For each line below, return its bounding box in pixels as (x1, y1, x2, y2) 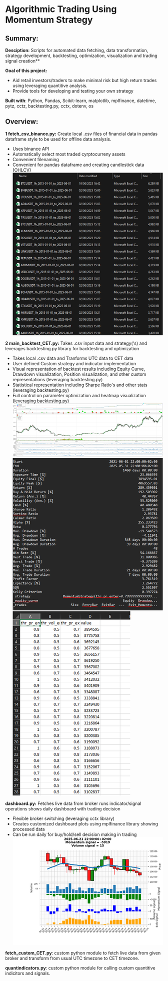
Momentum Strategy (5, 14, 93, 26)
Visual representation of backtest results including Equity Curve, (12, 366, 145, 372)
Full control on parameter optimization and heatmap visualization (12, 392, 146, 398)
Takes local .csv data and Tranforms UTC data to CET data (12, 355, 133, 361)
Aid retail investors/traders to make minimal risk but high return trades (12, 78, 157, 83)
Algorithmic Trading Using (5, 4, 117, 15)
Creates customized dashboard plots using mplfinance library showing (12, 820, 158, 826)
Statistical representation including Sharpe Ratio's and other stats (12, 382, 147, 388)
